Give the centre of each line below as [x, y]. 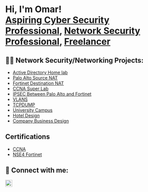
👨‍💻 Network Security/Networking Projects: [74, 60]
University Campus [32, 110]
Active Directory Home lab [40, 72]
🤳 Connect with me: [37, 170]
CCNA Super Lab [30, 89]
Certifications [28, 137]
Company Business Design [41, 121]
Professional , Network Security [73, 31]
